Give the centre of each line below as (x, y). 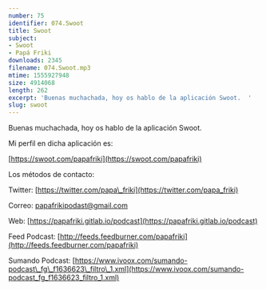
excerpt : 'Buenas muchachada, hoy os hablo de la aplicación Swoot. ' (130, 98)
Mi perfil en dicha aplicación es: (61, 143)
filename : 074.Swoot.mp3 (50, 68)
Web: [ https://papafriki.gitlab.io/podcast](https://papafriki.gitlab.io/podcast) (133, 221)
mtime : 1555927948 (39, 75)
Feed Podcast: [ (34, 236)
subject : (23, 38)
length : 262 (28, 90)
